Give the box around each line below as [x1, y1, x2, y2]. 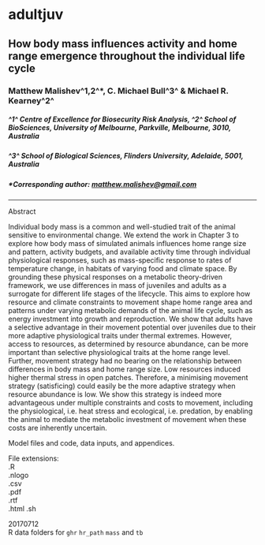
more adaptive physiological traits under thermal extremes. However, [8, 331, 233, 341]
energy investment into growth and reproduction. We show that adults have [8, 314, 253, 324]
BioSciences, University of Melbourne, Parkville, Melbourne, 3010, [8, 123, 231, 133]
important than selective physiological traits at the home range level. [8, 348, 230, 357]
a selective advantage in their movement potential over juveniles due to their [8, 323, 256, 332]
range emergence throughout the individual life [8, 49, 246, 62]
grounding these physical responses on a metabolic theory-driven [8, 272, 223, 282]
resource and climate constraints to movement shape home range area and [8, 297, 252, 307]
